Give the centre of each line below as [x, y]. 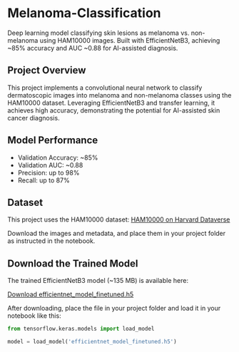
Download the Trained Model [73, 263]
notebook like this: [35, 316]
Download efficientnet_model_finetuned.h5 [71, 294]
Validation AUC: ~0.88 [50, 165]
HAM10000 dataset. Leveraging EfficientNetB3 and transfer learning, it [111, 103]
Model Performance [53, 140]
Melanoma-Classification [85, 13]
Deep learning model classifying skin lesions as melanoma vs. [98, 33]
